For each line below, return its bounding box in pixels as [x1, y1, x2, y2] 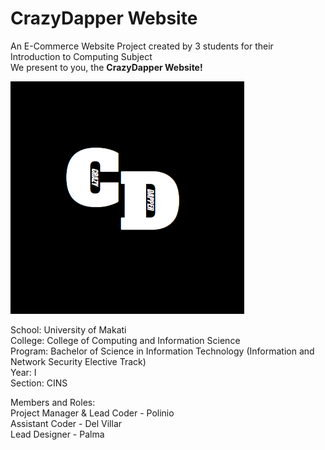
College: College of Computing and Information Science [10, 334, 241, 346]
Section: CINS [10, 377, 68, 389]
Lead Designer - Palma [10, 428, 105, 440]
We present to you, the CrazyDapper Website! [10, 61, 203, 73]
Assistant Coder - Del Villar [10, 417, 123, 429]
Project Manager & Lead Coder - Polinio [10, 407, 175, 419]
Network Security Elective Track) [10, 355, 147, 367]
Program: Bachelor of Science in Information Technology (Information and [10, 345, 315, 357]
